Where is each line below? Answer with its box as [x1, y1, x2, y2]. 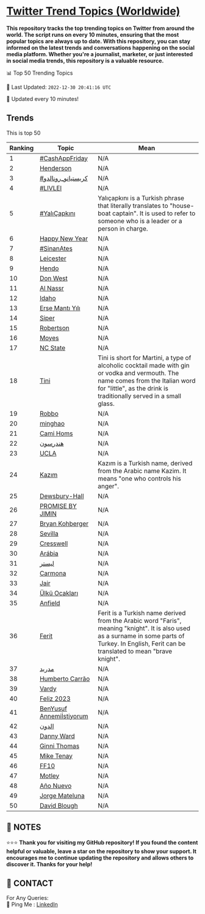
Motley [39, 772, 60, 780]
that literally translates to [97, 201, 168, 210]
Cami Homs [39, 429, 73, 438]
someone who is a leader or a [97, 216, 182, 225]
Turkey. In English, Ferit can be [97, 639, 186, 647]
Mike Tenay [39, 751, 73, 760]
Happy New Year [39, 234, 88, 243]
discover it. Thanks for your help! [6, 860, 93, 868]
